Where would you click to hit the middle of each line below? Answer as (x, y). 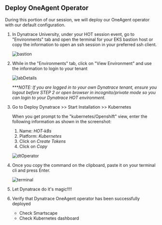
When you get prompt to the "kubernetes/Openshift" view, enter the (80, 116)
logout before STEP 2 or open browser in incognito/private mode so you (84, 92)
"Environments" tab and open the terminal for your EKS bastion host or (82, 39)
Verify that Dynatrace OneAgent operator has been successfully (76, 198)
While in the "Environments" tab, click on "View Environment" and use (82, 63)
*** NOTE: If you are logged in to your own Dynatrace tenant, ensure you (84, 87)
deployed (21, 204)
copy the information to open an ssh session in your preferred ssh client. (84, 44)
